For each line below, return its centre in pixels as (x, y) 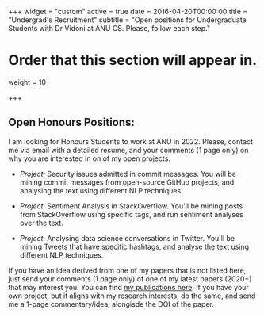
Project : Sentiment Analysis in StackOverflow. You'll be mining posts (131, 206)
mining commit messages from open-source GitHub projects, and (127, 182)
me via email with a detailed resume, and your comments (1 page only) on (128, 150)
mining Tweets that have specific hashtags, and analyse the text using (134, 246)
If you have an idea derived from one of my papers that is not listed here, (127, 270)
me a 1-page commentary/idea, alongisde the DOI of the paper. (111, 304)
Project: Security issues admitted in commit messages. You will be (128, 174)
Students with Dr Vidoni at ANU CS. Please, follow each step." (109, 28)
